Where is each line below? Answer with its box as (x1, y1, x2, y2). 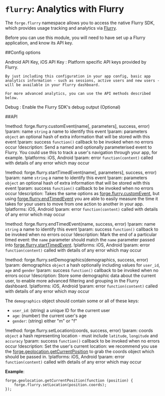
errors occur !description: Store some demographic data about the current (5, 273, 156, 278)
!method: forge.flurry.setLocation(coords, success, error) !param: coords (5, 327, 153, 333)
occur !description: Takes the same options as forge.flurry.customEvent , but (5, 190, 160, 196)
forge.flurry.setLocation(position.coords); (14, 382, 107, 387)
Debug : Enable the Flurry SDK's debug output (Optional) (5, 104, 121, 110)
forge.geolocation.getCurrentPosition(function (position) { (5, 378, 133, 383)
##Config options (5, 49, 41, 55)
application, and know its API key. (5, 40, 73, 45)
